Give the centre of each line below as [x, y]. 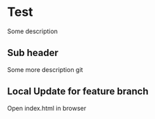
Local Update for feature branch [78, 92]
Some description [32, 31]
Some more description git [45, 69]
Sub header [33, 53]
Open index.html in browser [47, 108]
